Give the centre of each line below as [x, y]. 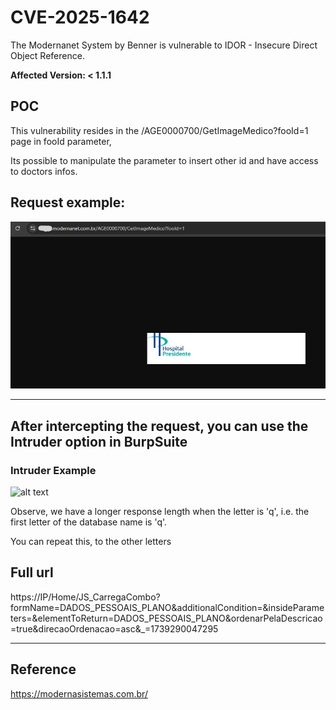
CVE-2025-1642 [80, 17]
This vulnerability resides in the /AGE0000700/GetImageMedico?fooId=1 [159, 130]
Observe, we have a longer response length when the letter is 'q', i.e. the [160, 512]
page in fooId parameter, [61, 141]
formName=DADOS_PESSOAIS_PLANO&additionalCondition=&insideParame [167, 607]
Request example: [68, 202]
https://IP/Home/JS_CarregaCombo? [85, 597]
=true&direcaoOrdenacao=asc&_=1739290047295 [114, 628]
